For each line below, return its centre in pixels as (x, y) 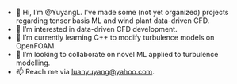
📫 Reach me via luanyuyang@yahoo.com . (85, 72)
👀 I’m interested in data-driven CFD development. (96, 29)
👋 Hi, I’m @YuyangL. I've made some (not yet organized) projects (122, 12)
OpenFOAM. (36, 46)
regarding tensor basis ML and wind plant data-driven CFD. (113, 21)
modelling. (33, 63)
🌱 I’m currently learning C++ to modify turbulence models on (115, 37)
